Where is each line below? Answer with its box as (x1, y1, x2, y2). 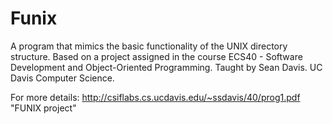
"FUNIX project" (10, 102, 77, 114)
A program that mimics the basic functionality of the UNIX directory (10, 40, 288, 52)
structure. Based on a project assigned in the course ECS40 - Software (10, 50, 303, 62)
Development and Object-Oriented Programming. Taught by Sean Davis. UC (10, 61, 323, 73)
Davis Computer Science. (10, 72, 115, 84)
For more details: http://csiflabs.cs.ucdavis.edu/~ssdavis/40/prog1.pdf (10, 91, 301, 103)
